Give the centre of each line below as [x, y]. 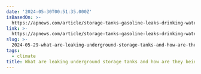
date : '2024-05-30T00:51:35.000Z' [49, 12]
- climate [24, 56]
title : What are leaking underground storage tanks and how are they [95, 61]
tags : [13, 51]
